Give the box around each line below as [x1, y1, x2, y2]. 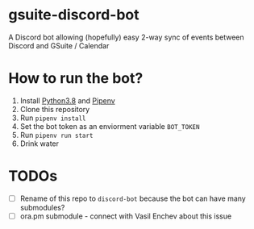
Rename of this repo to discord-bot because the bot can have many [19, 194, 246, 203]
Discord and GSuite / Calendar [8, 40, 110, 50]
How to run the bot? [8, 69, 144, 88]
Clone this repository [19, 104, 90, 114]
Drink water [19, 139, 59, 148]
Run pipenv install [19, 113, 86, 123]
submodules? [19, 202, 65, 212]
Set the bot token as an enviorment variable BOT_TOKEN [19, 121, 200, 131]
